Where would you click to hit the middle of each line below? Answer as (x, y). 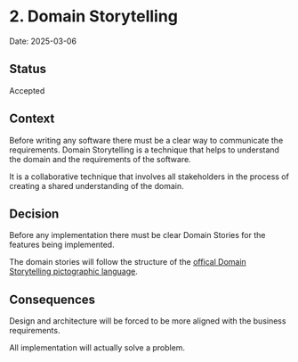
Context (32, 119)
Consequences (52, 299)
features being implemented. (62, 245)
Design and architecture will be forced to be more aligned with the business (148, 321)
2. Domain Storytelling (93, 16)
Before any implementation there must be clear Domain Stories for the (137, 235)
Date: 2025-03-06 (43, 41)
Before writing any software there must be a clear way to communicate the (146, 140)
